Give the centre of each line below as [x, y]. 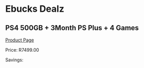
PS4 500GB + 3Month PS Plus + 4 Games [72, 28]
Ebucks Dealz [35, 9]
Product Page [20, 40]
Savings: [15, 60]
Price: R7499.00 [22, 50]
